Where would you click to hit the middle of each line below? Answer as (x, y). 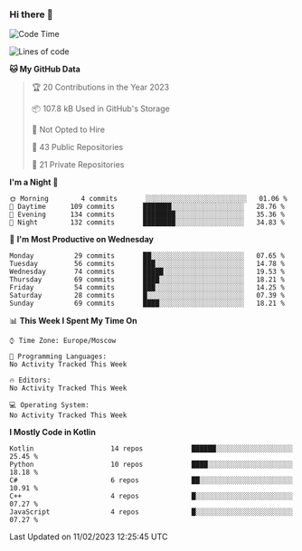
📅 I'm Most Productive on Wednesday (81, 240)
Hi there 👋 (32, 14)
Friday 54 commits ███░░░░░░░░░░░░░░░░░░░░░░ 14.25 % (147, 288)
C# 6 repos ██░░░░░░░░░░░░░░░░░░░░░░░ (151, 480)
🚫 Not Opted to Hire (68, 129)
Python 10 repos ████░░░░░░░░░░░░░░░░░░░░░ (151, 465)
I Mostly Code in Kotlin (53, 432)
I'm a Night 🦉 (34, 182)
